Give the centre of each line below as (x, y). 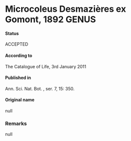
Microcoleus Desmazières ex (66, 9)
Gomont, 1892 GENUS (50, 19)
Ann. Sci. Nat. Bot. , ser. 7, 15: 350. (40, 88)
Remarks (16, 123)
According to (19, 56)
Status (12, 33)
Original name (20, 100)
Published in (18, 78)
